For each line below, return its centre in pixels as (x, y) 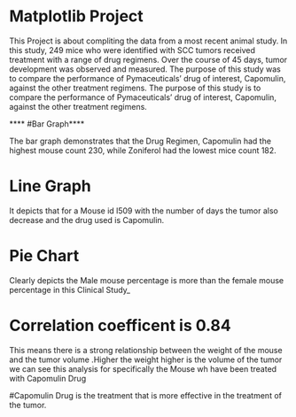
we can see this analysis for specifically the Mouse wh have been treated (143, 368)
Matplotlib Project (76, 16)
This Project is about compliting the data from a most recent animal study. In (148, 41)
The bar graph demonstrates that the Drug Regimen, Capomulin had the (140, 141)
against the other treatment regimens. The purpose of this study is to (135, 88)
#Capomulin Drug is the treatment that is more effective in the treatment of (145, 395)
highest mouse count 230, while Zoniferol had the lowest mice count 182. (143, 150)
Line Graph (50, 186)
